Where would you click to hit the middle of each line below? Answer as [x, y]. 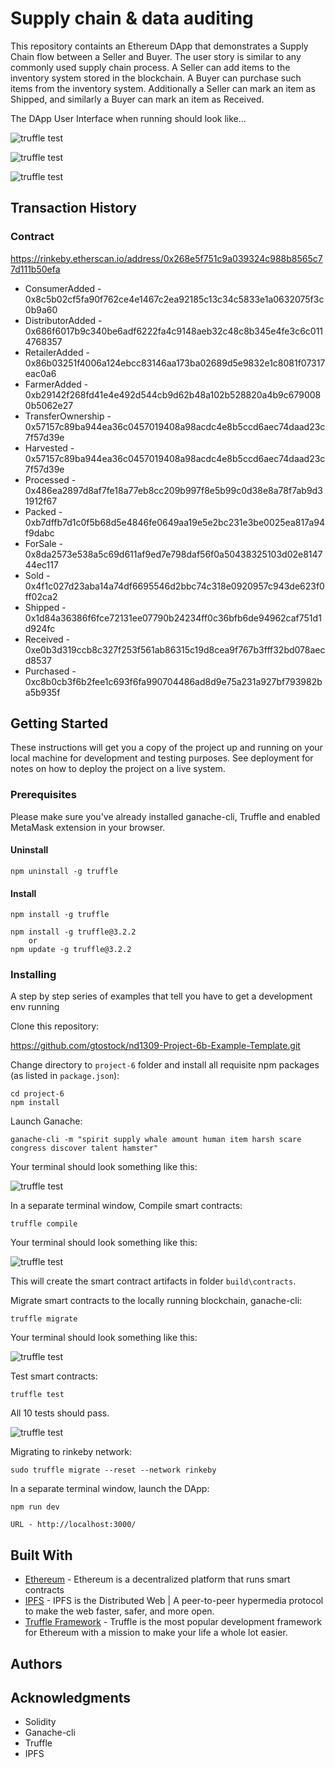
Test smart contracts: [54, 1376]
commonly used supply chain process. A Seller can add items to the [150, 67]
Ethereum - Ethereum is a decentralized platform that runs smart [157, 1579]
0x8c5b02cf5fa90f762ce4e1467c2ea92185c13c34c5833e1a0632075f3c [174, 299]
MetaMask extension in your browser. [88, 827]
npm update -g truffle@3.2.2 [71, 950]
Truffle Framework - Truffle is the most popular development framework [173, 1622]
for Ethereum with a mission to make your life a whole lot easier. [156, 1633]
